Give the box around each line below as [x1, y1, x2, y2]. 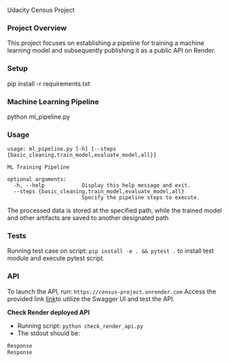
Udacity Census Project [7, 6, 75, 14]
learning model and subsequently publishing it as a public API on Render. [7, 47, 217, 55]
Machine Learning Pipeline [7, 96, 99, 106]
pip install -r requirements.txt [7, 79, 90, 87]
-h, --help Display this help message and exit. [13, 182, 191, 189]
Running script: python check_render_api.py [17, 321, 144, 330]
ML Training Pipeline [7, 164, 70, 171]
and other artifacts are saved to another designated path [7, 214, 169, 222]
